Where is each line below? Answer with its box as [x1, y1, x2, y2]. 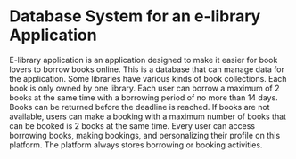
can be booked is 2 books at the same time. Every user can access [9, 120, 256, 131]
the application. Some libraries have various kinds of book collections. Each [9, 73, 287, 83]
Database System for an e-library [9, 6, 261, 27]
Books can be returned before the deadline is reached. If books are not [9, 101, 270, 112]
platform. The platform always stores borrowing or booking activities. [9, 139, 263, 150]
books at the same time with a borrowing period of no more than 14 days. [9, 91, 278, 103]
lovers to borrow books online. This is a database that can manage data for [9, 64, 285, 75]
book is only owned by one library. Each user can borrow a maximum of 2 [9, 83, 280, 93]
